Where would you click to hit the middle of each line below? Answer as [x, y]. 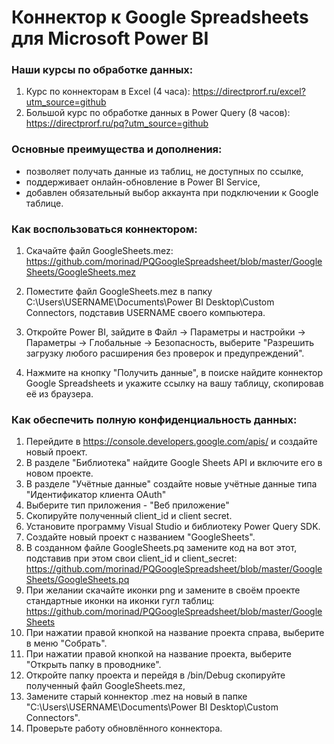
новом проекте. [59, 473]
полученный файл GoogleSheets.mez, [105, 686]
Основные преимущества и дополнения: [117, 149]
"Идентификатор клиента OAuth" [96, 495]
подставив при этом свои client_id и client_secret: [131, 558]
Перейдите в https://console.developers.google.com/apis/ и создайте [171, 442]
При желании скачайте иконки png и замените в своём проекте [163, 590]
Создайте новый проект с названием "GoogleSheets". [140, 537]
